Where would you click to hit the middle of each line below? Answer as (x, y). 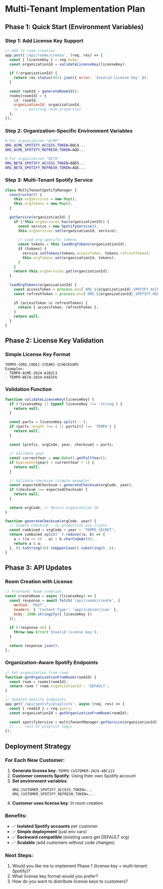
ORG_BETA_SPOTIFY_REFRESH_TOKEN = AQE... (45, 168)
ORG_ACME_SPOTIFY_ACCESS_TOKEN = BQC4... (45, 146)
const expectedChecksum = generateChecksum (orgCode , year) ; (71, 485)
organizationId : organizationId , (48, 105)
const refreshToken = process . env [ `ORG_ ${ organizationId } (73, 294)
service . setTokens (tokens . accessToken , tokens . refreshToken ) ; (87, 253)
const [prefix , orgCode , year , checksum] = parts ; (62, 444)
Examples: (15, 369)
